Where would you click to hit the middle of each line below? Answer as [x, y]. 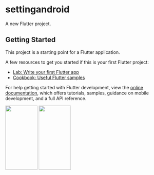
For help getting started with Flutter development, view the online [74, 87]
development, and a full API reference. [46, 98]
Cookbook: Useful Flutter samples [49, 77]
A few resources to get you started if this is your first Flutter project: [77, 62]
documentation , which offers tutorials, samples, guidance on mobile [77, 93]
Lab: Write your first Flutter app [46, 72]
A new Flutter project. [28, 24]
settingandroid [37, 9]
